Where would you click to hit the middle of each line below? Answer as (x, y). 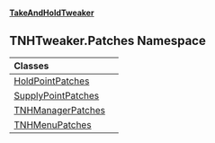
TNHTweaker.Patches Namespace (108, 40)
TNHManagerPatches (60, 111)
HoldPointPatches (52, 81)
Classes (31, 66)
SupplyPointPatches (57, 96)
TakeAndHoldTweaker (52, 13)
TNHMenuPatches (53, 125)
